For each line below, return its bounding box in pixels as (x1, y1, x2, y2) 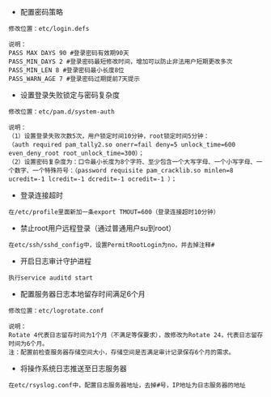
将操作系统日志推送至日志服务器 (19, 364, 127, 373)
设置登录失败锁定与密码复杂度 (19, 90, 120, 100)
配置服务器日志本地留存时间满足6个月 (19, 289, 146, 298)
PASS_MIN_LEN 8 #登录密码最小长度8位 (8, 66, 125, 75)
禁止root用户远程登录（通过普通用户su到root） (19, 224, 176, 233)
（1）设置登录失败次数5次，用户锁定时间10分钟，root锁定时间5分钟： (8, 132, 210, 140)
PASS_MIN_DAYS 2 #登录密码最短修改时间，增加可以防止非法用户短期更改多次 (8, 58, 233, 66)
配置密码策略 (19, 7, 63, 16)
